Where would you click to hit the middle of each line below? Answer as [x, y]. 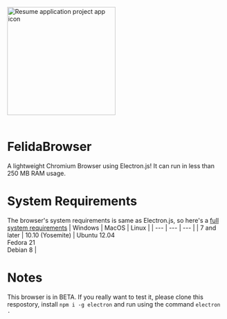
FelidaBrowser [49, 147]
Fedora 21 [21, 242]
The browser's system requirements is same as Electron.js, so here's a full [113, 220]
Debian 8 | [22, 250]
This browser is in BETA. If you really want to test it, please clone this [106, 297]
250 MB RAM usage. [36, 173]
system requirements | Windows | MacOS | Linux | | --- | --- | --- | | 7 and [112, 228]
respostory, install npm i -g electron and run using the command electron [114, 304]
